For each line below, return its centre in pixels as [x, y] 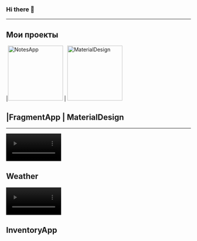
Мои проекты [32, 35]
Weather [22, 176]
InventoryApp [32, 230]
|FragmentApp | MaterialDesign [65, 117]
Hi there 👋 [21, 9]
